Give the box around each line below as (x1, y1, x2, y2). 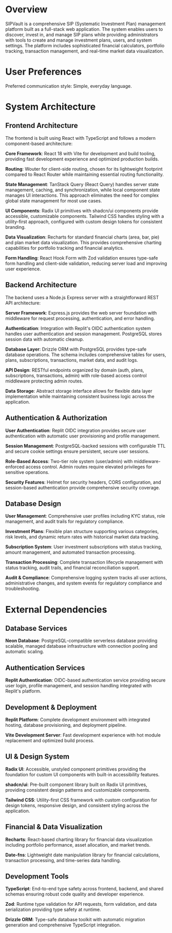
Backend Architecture (5, 281, 77, 289)
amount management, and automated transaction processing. (5, 549, 136, 556)
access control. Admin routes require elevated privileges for (25, 464, 152, 470)
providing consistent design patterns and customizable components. (5, 786, 150, 793)
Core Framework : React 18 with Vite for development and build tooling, (5, 150, 156, 156)
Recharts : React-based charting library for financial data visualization (5, 836, 153, 843)
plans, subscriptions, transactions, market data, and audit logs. (5, 357, 139, 363)
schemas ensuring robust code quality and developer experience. (5, 891, 145, 898)
